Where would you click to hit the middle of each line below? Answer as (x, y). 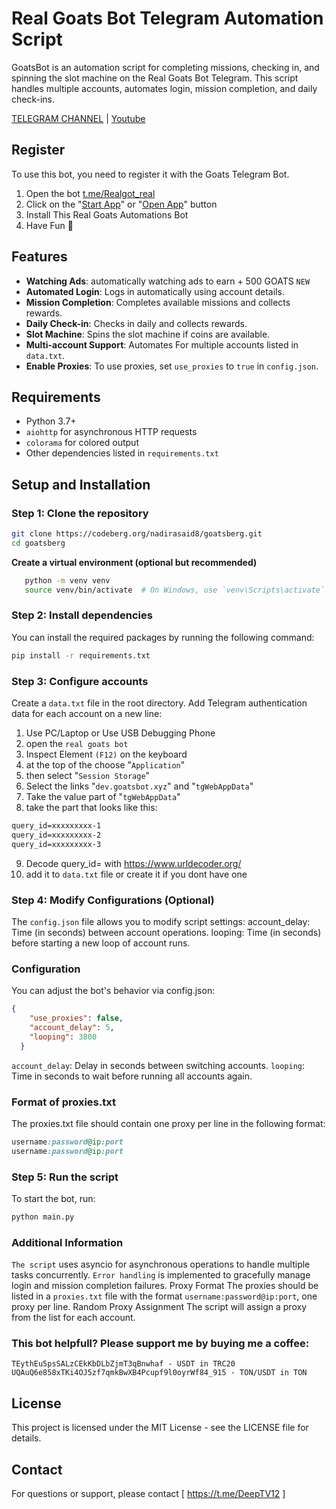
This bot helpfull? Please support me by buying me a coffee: (160, 1344)
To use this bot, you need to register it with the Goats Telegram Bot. (150, 174)
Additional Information (67, 1242)
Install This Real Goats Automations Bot (107, 214)
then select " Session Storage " (88, 776)
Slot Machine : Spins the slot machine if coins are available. (148, 334)
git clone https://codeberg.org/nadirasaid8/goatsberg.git (137, 534)
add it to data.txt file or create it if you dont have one (136, 874)
